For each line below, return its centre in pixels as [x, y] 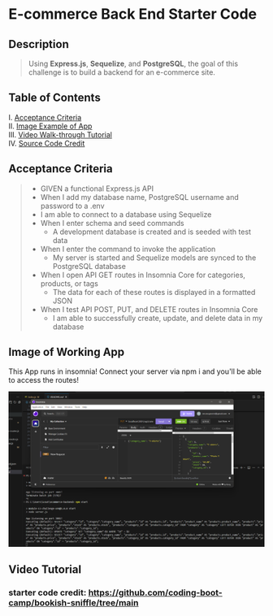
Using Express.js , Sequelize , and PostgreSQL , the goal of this [133, 63]
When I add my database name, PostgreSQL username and [140, 197]
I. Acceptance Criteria [45, 117]
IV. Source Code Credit [47, 143]
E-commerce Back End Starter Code [133, 14]
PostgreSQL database [89, 266]
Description [39, 44]
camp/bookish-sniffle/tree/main [74, 603]
